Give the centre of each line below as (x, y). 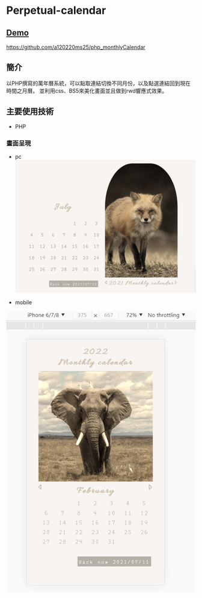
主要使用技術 (30, 112)
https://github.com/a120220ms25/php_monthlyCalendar (76, 47)
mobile (23, 302)
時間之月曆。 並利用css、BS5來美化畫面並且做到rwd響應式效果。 (87, 90)
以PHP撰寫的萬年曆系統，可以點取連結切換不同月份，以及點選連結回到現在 (99, 83)
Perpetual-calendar (56, 11)
